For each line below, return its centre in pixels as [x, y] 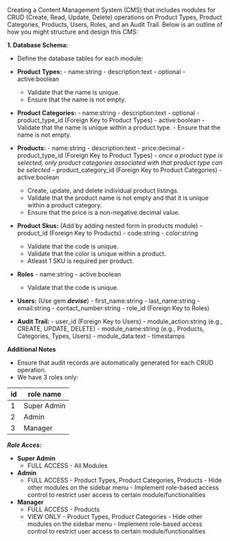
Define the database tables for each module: [80, 58]
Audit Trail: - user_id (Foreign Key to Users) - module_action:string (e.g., [120, 321]
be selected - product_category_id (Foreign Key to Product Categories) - [119, 170]
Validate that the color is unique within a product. [96, 254]
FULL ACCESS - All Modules [67, 465]
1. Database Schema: [38, 45]
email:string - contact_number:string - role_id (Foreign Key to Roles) [113, 308]
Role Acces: [25, 445]
